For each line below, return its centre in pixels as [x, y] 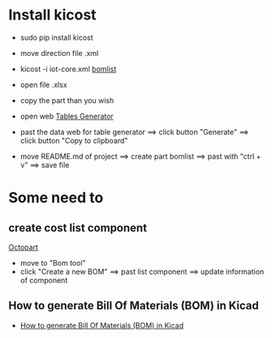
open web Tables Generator [67, 116]
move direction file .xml [59, 53]
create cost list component [78, 228]
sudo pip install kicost [56, 37]
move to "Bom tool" [53, 262]
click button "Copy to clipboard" [74, 141]
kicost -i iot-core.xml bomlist [68, 69]
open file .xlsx [43, 84]
